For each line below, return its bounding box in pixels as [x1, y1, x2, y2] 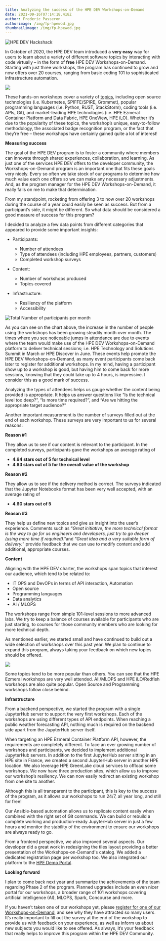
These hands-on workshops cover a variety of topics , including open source [5, 94, 161, 100]
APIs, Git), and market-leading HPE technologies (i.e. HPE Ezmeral [5, 110, 140, 116]
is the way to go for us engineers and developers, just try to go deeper [5, 531, 149, 537]
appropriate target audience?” [5, 403, 67, 408]
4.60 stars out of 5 [12, 501, 51, 507]
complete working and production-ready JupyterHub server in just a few [5, 819, 153, 825]
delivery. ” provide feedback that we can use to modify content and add [5, 541, 150, 547]
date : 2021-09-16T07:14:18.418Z [5, 12, 72, 17]
